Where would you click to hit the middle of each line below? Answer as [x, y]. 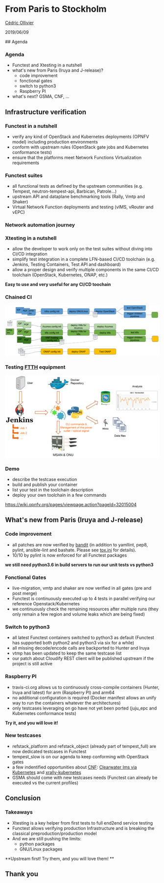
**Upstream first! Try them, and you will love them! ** [59, 858]
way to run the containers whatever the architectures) [66, 703]
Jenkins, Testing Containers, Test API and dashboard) [66, 264]
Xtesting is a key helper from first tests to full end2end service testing [82, 823]
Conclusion [23, 798]
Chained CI [19, 297]
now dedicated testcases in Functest [49, 751]
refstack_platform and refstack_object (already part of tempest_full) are [84, 746]
